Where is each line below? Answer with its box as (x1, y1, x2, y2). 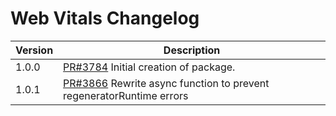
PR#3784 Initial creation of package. (63, 60, 236, 74)
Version (15, 43, 54, 57)
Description (163, 43, 221, 57)
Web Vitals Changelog (10, 7, 200, 30)
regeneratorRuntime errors (63, 88, 189, 102)
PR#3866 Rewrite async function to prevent (63, 76, 270, 90)
